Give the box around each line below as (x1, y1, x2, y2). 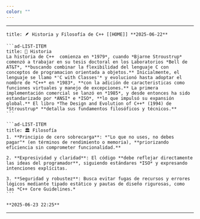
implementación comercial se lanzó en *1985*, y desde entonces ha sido (6, 90, 190, 96)
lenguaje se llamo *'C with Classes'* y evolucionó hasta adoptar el (6, 74, 183, 80)
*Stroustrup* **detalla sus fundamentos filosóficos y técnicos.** (6, 105, 177, 112)
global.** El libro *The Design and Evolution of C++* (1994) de (6, 101, 171, 107)
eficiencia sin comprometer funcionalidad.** (6, 144, 121, 151)
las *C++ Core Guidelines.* (6, 186, 76, 192)
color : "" (6, 8, 31, 15)
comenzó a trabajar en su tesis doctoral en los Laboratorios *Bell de (6, 59, 187, 65)
